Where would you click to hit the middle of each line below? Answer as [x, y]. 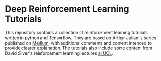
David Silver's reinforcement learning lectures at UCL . [59, 53]
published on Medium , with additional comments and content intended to [79, 43]
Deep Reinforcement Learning [67, 9]
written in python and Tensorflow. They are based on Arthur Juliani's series [81, 38]
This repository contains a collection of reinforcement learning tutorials [76, 32]
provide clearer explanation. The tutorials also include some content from [79, 48]
